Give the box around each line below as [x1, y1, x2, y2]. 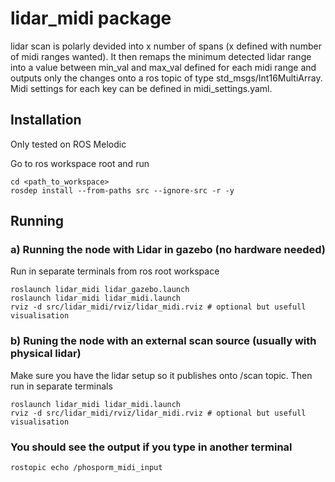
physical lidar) [10, 347, 82, 361]
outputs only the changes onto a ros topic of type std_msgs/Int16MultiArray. [10, 72, 323, 84]
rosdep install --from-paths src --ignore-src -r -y [10, 185, 235, 196]
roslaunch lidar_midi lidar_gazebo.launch [10, 285, 190, 295]
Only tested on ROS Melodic [10, 138, 127, 150]
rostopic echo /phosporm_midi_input [10, 463, 163, 473]
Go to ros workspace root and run [10, 157, 150, 169]
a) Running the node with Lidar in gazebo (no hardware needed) [10, 243, 327, 257]
